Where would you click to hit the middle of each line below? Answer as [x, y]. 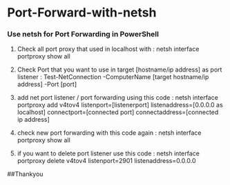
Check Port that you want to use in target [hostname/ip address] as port [119, 69]
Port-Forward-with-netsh [82, 13]
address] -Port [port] [47, 85]
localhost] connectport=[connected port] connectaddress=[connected [118, 112]
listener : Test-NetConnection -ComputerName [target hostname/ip [113, 77]
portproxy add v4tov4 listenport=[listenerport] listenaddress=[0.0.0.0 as [120, 105]
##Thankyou [25, 174]
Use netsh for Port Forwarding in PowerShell [83, 34]
